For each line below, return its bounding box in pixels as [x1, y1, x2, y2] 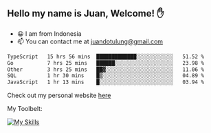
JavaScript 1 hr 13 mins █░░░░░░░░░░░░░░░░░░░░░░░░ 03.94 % [7, 79, 205, 86]
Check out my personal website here [7, 91, 111, 100]
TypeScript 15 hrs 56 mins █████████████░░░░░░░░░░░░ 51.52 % [7, 53, 205, 60]
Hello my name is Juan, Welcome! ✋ [7, 8, 165, 19]
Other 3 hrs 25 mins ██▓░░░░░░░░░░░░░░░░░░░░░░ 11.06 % [7, 66, 205, 73]
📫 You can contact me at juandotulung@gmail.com [16, 37, 164, 45]
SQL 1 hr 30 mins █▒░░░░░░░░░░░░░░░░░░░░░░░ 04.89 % [7, 72, 205, 79]
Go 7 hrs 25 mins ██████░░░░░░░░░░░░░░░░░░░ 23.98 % [7, 59, 205, 66]
